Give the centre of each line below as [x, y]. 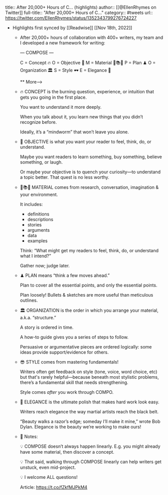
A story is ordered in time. [47, 327]
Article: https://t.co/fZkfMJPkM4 [54, 487]
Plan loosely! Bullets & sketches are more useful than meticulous [87, 295]
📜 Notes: [29, 437]
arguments [39, 230]
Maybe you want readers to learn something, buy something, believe [91, 157]
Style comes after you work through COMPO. [67, 392]
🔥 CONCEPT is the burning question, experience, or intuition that [87, 92]
